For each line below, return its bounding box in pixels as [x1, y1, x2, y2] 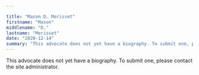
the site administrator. [6, 63, 59, 70]
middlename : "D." [6, 25, 49, 30]
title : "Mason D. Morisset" [6, 13, 76, 19]
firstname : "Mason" [6, 19, 54, 25]
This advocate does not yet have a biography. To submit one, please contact [6, 57, 193, 64]
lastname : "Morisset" [6, 30, 60, 36]
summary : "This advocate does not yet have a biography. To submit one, [6, 41, 190, 47]
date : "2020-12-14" [6, 36, 54, 42]
